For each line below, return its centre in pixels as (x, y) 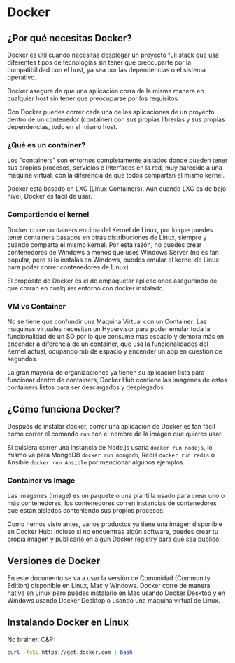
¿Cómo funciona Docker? (64, 409)
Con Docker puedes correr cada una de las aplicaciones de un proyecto (111, 112)
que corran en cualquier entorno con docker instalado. (86, 288)
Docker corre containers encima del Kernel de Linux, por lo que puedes (110, 229)
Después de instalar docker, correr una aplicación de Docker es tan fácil (111, 426)
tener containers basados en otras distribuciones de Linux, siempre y (107, 237)
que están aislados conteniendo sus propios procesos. (86, 510)
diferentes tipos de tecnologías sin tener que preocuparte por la (99, 62)
